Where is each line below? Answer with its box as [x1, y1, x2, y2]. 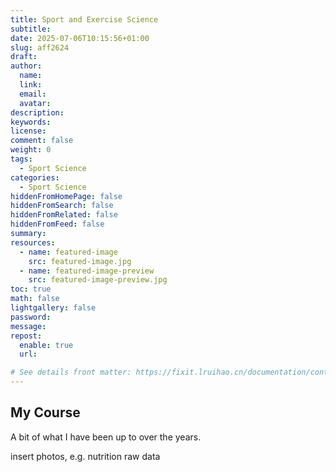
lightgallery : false [10, 303, 97, 313]
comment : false [10, 136, 74, 146]
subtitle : [10, 24, 52, 34]
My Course [10, 404, 81, 421]
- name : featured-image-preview [19, 266, 155, 276]
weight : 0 [10, 145, 52, 155]
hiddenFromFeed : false [10, 219, 105, 230]
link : [19, 80, 43, 90]
